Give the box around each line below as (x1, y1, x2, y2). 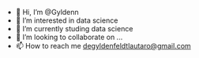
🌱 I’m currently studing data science (15, 24, 133, 33)
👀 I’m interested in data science (15, 16, 118, 25)
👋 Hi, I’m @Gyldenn (15, 8, 79, 16)
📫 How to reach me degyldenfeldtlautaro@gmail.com (15, 42, 191, 50)
